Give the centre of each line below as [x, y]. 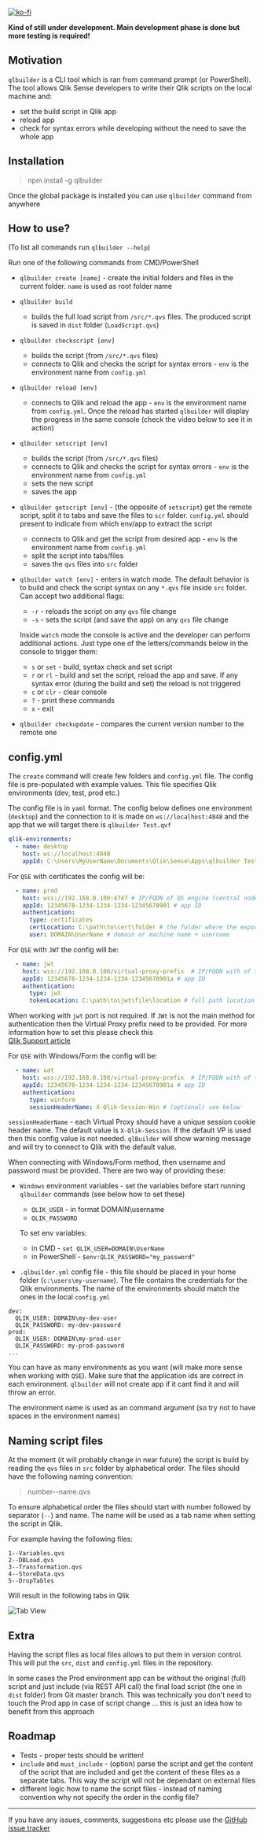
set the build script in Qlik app [68, 111]
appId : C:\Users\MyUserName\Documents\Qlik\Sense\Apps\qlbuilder [132, 861]
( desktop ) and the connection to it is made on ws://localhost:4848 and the [128, 817]
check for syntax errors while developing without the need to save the [133, 128]
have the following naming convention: [71, 1476]
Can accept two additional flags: [72, 596]
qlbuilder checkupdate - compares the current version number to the [132, 724]
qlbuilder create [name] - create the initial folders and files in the [126, 278]
